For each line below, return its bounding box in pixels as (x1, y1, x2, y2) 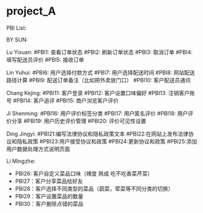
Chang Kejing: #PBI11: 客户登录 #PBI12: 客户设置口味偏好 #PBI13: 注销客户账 (6, 89, 195, 96)
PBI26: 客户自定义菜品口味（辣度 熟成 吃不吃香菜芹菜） (15, 169, 153, 177)
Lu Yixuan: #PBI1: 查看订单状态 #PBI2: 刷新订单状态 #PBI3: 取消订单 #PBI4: (6, 48, 193, 56)
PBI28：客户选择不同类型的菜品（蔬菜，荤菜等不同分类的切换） (15, 185, 174, 192)
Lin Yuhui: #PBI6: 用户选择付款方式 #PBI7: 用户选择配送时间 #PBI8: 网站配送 (6, 68, 195, 76)
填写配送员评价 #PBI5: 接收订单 (6, 56, 84, 63)
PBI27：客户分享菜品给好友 (15, 177, 84, 185)
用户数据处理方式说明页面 (6, 145, 70, 152)
